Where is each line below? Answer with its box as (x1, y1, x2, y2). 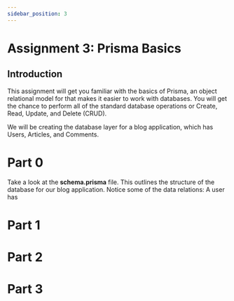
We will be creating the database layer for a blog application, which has (7, 122, 214, 131)
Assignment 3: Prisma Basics (7, 40, 181, 56)
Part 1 (7, 217, 41, 233)
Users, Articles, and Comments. (7, 130, 99, 139)
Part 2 (7, 249, 43, 265)
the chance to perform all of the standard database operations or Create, (7, 101, 218, 110)
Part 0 (7, 155, 43, 170)
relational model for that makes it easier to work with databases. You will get (7, 94, 228, 102)
